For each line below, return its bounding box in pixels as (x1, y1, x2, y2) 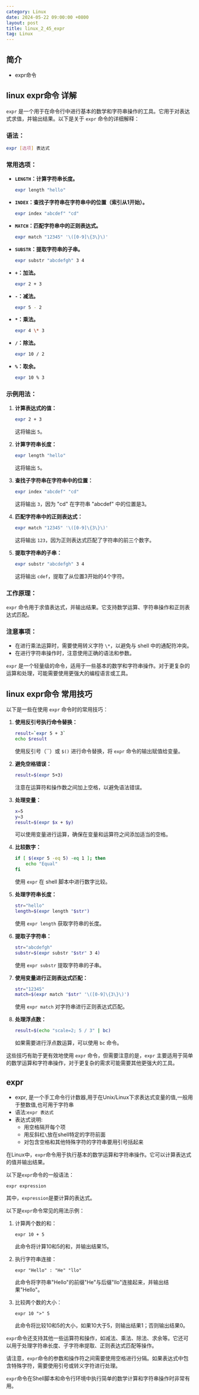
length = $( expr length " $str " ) (14, 908, 90, 914)
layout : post (6, 20, 39, 26)
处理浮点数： (14, 1016, 46, 1023)
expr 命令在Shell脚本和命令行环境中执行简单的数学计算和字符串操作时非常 (6, 1375, 185, 1382)
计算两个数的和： (14, 1220, 57, 1227)
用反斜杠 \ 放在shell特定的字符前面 (23, 1131, 106, 1138)
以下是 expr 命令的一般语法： (6, 1171, 74, 1178)
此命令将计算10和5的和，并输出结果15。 (14, 1242, 112, 1250)
